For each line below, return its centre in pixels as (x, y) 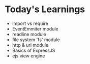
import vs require (30, 23)
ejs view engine (28, 56)
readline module (29, 34)
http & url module (30, 45)
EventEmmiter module (35, 28)
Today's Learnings (45, 9)
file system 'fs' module (36, 40)
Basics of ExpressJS (34, 50)
